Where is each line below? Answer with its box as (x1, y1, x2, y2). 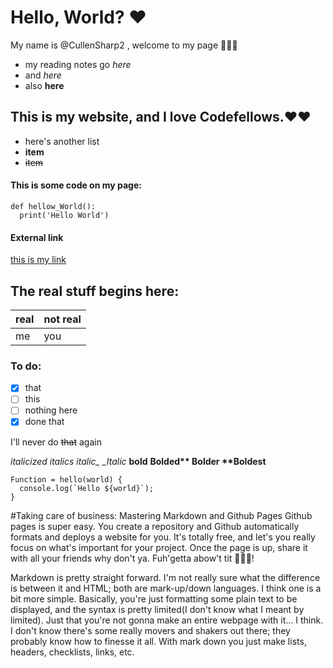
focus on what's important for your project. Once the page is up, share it (10, 541, 308, 553)
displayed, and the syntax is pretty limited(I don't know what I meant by (10, 603, 305, 615)
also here (24, 79, 65, 91)
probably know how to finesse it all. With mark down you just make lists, (10, 635, 307, 647)
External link (10, 231, 64, 243)
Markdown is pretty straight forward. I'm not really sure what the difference (10, 571, 321, 583)
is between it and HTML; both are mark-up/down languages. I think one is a (10, 582, 322, 594)
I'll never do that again (10, 436, 102, 448)
